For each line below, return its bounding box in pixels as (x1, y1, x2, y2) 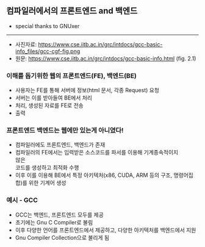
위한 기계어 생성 (28, 179, 67, 187)
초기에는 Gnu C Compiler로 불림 (15, 218, 93, 226)
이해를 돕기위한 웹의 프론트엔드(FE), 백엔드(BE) (6, 71, 137, 80)
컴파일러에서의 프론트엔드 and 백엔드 (6, 5, 138, 16)
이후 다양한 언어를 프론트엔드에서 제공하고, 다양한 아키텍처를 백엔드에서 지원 (15, 226, 196, 234)
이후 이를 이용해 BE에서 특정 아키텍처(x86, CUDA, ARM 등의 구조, (15, 171, 173, 179)
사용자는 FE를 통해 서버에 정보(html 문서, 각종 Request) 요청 (15, 87, 160, 94)
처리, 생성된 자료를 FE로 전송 (15, 102, 84, 109)
